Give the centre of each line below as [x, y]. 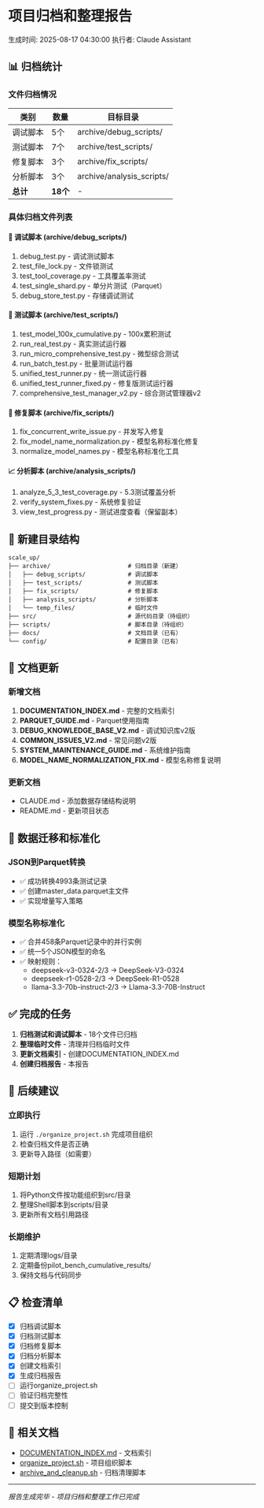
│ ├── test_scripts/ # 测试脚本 [83, 583]
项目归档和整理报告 [70, 16]
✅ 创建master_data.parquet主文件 [74, 890]
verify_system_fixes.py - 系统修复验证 [80, 502]
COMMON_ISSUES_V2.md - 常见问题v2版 [88, 740]
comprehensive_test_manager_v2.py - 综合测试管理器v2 [110, 393]
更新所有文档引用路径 [54, 1214]
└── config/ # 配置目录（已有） [95, 642]
